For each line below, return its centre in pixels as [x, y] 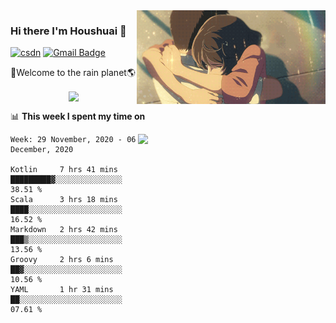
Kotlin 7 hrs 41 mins [64, 170]
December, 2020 [42, 150]
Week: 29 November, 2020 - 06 [73, 140]
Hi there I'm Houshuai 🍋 [68, 31]
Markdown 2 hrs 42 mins [64, 230]
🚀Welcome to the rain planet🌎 [73, 73]
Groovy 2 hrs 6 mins [62, 260]
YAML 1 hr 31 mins [62, 290]
